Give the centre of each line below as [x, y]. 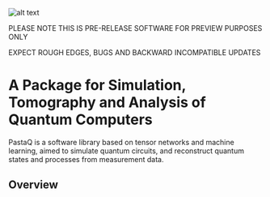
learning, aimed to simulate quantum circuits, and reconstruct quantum [127, 151]
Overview [34, 185]
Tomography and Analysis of [107, 103]
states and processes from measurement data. [86, 159]
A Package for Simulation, [97, 86]
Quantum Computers [81, 120]
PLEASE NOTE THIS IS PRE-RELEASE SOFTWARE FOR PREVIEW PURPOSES [135, 28]
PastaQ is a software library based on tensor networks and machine [121, 142]
